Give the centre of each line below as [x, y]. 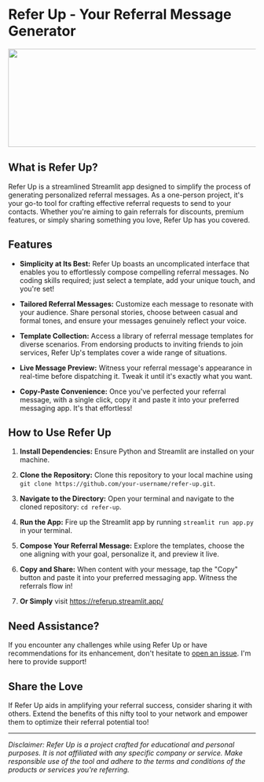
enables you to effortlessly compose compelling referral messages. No [134, 272]
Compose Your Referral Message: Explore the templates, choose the [132, 546]
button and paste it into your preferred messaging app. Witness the [128, 578]
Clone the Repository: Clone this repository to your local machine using [136, 475]
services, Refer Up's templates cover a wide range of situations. [123, 352]
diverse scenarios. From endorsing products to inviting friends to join [131, 344]
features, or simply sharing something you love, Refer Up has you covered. [129, 220]
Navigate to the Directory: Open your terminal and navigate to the [126, 499]
